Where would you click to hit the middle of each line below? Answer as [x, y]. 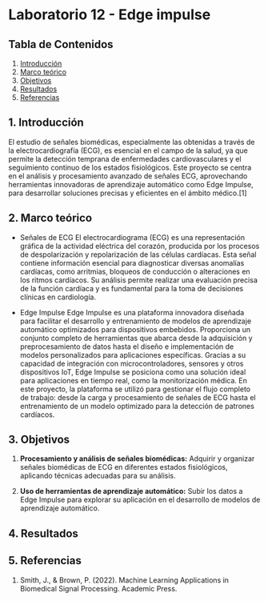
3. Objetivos [39, 440]
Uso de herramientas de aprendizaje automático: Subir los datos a [131, 491]
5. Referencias [45, 561]
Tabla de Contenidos [61, 44]
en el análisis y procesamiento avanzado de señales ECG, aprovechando [128, 176]
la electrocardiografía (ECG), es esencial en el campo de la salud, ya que [128, 150]
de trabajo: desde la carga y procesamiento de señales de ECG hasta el [138, 397]
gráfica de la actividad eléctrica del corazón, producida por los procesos [140, 246]
